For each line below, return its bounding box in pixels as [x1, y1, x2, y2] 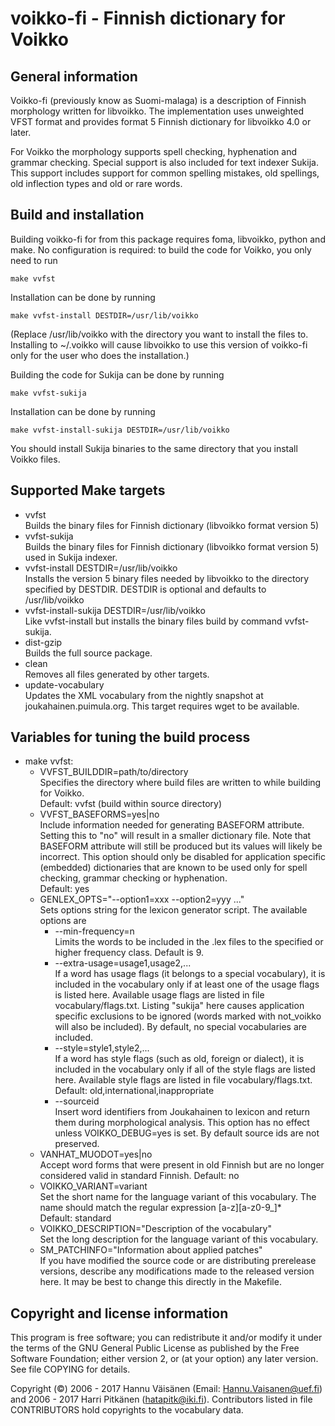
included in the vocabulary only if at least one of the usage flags [54, 978, 320, 991]
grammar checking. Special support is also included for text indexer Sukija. [10, 157, 319, 168]
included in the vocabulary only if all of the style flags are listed [54, 1063, 316, 1076]
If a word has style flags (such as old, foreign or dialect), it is [54, 1053, 305, 1065]
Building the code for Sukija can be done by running [10, 368, 225, 381]
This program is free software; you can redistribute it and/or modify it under [10, 1332, 323, 1344]
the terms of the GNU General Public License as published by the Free [10, 1342, 300, 1354]
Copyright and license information [10, 1305, 229, 1322]
